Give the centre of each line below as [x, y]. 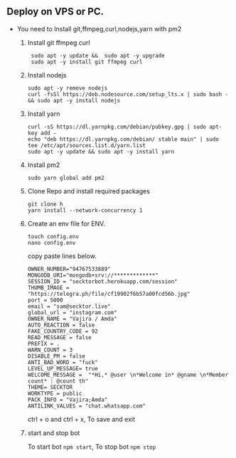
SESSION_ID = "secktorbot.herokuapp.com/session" [103, 281]
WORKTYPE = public [55, 393]
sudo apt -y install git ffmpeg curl [87, 62]
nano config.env [52, 243]
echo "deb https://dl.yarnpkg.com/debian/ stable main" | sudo [123, 139]
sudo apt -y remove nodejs [68, 88]
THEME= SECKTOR [50, 387]
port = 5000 [45, 300]
